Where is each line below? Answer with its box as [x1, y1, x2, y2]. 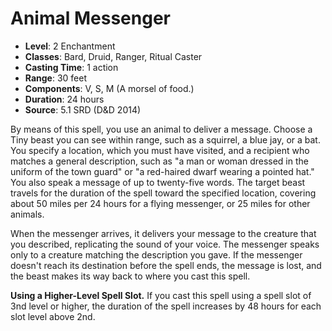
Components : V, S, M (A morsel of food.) [24, 82, 195, 94]
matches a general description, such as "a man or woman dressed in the [10, 155, 309, 167]
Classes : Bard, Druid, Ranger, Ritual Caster [24, 50, 203, 62]
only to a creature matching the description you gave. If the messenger [10, 248, 303, 261]
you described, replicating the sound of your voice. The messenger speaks [10, 238, 320, 250]
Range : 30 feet [24, 72, 88, 84]
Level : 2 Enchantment [24, 40, 116, 52]
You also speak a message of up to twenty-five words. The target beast [10, 176, 306, 188]
